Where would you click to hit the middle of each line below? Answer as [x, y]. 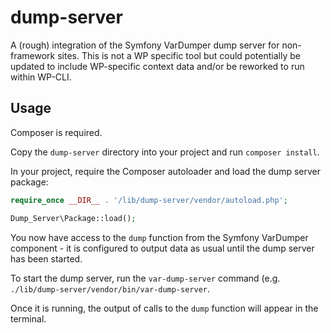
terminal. [28, 318]
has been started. [46, 258]
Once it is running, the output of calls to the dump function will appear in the [164, 308]
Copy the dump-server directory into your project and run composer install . [165, 152]
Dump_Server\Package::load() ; [73, 218]
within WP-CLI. [41, 77]
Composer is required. [56, 132]
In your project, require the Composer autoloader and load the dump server [165, 171]
